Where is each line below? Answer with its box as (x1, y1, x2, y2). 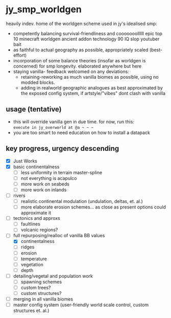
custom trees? (20, 284, 51, 290)
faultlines (20, 221, 40, 227)
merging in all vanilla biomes (13, 296, 74, 302)
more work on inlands (20, 187, 67, 193)
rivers (13, 192, 26, 198)
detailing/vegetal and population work (13, 272, 93, 279)
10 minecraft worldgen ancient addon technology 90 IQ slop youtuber (13, 36, 160, 42)
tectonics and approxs (13, 215, 61, 221)
